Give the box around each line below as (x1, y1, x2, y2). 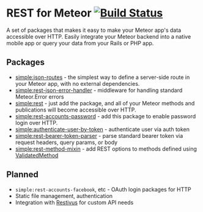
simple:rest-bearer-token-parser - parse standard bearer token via (15, 132, 183, 139)
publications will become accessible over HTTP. (15, 106, 136, 113)
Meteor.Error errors (15, 93, 64, 100)
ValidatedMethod (15, 151, 59, 159)
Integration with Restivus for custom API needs (15, 199, 134, 206)
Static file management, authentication (15, 192, 113, 199)
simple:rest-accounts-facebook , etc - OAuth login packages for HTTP (15, 186, 191, 193)
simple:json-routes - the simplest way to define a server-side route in (15, 74, 190, 81)
